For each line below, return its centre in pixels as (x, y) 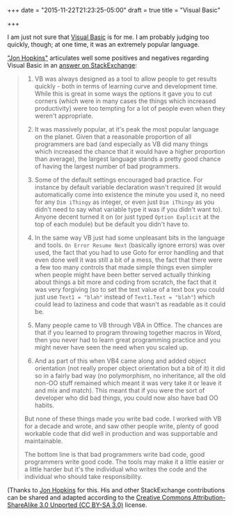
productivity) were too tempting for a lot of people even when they (130, 108)
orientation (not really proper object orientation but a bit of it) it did (130, 368)
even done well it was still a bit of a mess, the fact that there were (128, 260)
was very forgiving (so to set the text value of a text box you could (129, 289)
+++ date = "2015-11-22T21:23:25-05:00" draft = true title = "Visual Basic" (114, 10)
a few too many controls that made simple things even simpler (123, 267)
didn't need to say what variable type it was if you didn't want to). (128, 209)
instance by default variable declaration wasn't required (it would (128, 187)
